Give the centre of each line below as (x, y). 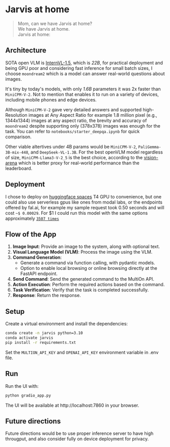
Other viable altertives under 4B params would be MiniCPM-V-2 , (71, 146)
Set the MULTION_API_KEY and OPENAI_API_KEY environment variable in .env (82, 352)
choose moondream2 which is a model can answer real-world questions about (85, 73)
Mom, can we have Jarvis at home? (55, 23)
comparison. (19, 137)
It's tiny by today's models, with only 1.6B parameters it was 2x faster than (83, 89)
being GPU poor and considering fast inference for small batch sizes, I (79, 68)
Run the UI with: (22, 386)
